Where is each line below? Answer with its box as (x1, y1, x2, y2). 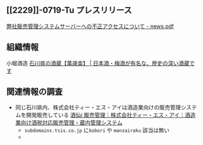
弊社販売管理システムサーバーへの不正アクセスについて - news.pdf (6, 23, 174, 30)
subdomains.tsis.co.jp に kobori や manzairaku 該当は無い (24, 127, 170, 134)
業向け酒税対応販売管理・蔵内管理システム (15, 119, 123, 126)
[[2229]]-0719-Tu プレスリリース (6, 5, 133, 16)
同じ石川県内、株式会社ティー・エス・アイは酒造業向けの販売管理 (15, 104, 182, 111)
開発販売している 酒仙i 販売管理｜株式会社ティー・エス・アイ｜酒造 (26, 111, 196, 119)
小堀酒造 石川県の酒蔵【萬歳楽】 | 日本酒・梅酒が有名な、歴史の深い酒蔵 (6, 59, 190, 66)
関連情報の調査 (6, 87, 63, 97)
